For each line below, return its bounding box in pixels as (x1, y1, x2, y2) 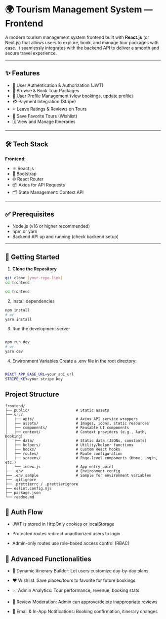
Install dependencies (12, 298, 55, 304)
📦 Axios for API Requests (12, 182, 65, 187)
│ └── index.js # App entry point (5, 464, 114, 469)
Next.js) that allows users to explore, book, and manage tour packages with (5, 39, 159, 45)
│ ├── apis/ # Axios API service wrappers (5, 416, 138, 422)
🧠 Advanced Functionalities (5, 555, 91, 563)
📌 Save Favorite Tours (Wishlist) (12, 113, 78, 119)
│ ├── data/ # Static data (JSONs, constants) (5, 438, 147, 443)
